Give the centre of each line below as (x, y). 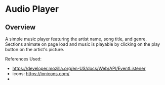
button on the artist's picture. (35, 49)
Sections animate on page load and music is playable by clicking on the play (83, 44)
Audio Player (32, 9)
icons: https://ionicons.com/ (41, 74)
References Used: (23, 59)
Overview (21, 27)
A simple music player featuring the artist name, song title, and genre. (76, 39)
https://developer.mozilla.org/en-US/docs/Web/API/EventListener (79, 68)
